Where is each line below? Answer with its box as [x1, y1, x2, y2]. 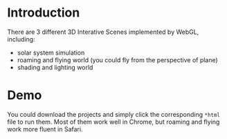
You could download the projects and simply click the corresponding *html [7, 110, 220, 118]
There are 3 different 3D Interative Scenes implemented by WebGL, [7, 28, 199, 36]
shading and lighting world [17, 63, 93, 71]
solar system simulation [17, 48, 85, 57]
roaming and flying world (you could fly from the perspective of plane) [17, 55, 218, 64]
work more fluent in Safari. [7, 124, 83, 133]
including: [7, 35, 36, 43]
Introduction [7, 5, 80, 21]
